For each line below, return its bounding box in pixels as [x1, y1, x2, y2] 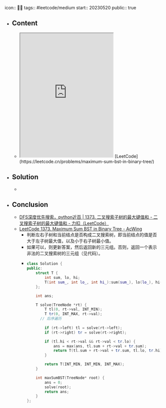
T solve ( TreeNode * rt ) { [36, 302, 87, 307]
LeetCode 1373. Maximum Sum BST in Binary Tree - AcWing [19, 226, 142, 232]
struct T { [36, 271, 58, 275]
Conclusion [11, 201, 48, 209]
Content [11, 19, 38, 27]
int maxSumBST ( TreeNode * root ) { [36, 375, 105, 380]
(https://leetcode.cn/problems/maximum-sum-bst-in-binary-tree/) [19, 158, 155, 164]
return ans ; [44, 389, 69, 394]
